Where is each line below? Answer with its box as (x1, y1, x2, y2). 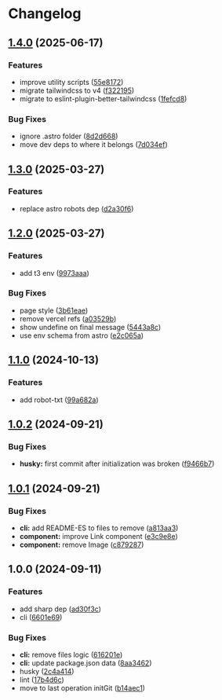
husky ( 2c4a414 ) (19, 666, 75, 676)
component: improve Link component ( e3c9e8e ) (19, 531, 178, 541)
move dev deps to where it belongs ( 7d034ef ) (19, 140, 169, 149)
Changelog (8, 5, 82, 23)
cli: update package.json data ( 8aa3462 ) (19, 658, 152, 668)
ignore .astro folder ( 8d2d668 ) (19, 131, 118, 141)
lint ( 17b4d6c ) (19, 675, 64, 684)
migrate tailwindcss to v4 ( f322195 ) (19, 86, 135, 95)
